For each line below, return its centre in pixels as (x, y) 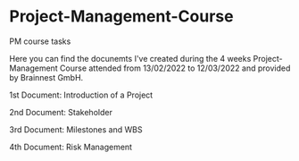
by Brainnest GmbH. (46, 77)
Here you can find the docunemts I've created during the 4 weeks (130, 58)
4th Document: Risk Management (71, 147)
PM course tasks (40, 41)
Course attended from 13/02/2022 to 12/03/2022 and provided (175, 68)
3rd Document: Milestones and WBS (76, 129)
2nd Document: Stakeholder (61, 112)
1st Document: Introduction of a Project (81, 95)
